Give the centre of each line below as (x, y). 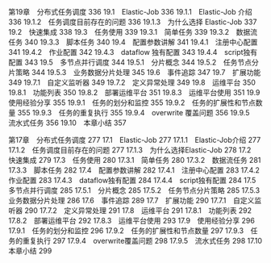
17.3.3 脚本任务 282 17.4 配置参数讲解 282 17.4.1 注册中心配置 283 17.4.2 (134, 170)
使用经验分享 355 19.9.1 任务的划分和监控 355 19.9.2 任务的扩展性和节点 (132, 102)
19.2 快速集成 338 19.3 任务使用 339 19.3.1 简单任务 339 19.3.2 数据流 (133, 32)
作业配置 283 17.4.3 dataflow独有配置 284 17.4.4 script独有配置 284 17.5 (132, 180)
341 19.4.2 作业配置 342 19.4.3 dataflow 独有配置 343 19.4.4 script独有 (133, 52)
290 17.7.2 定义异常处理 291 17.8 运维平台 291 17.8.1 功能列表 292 (138, 211)
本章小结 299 (30, 251)
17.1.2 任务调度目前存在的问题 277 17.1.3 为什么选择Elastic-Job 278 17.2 (130, 150)
